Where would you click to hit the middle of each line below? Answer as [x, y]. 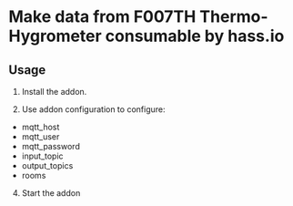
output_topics [47, 165]
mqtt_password [51, 146]
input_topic [43, 156]
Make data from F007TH [102, 17]
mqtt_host [40, 127]
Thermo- [234, 17]
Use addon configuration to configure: [93, 109]
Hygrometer [55, 36]
